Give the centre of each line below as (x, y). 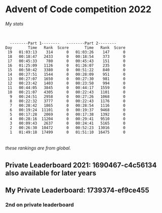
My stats (14, 23)
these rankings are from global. (38, 148)
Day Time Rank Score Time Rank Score (65, 48)
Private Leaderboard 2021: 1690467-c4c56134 (81, 165)
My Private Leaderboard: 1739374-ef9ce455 (77, 190)
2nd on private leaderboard (40, 204)
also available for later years (51, 173)
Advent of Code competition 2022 (78, 9)
